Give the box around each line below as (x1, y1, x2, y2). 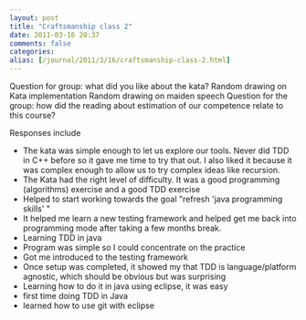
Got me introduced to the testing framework (22, 252, 189, 263)
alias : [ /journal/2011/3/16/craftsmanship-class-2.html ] (9, 56, 231, 65)
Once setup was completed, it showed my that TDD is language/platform (22, 262, 297, 272)
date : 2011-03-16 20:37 (9, 30, 100, 39)
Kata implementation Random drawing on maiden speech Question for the (9, 90, 288, 101)
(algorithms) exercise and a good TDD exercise (22, 184, 201, 194)
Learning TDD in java (22, 232, 102, 243)
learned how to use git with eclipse (22, 300, 155, 311)
